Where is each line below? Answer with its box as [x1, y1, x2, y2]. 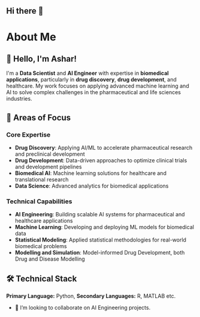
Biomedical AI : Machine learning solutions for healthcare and [14, 170, 166, 177]
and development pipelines [14, 163, 82, 171]
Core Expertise [6, 130, 51, 138]
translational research [14, 176, 69, 183]
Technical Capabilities [6, 197, 72, 206]
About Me [6, 30, 56, 44]
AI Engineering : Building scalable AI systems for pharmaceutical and [14, 211, 185, 218]
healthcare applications [14, 217, 73, 225]
